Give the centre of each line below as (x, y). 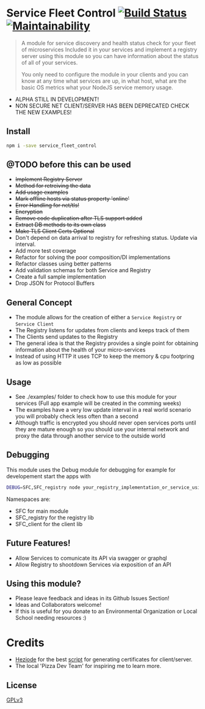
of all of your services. (49, 62)
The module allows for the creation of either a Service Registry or (99, 317)
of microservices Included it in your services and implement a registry (109, 50)
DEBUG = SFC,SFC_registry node (43, 487)
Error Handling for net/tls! (47, 206)
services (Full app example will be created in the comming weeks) (98, 403)
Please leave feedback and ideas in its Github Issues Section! (92, 598)
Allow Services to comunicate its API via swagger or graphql (91, 558)
